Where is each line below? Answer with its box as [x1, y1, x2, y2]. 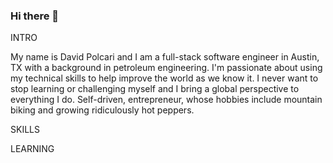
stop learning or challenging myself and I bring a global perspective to [10, 83, 300, 95]
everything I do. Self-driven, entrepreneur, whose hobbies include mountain [10, 94, 323, 106]
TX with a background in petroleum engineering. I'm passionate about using [10, 62, 323, 74]
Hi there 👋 [10, 9, 60, 23]
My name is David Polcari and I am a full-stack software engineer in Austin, [10, 51, 320, 63]
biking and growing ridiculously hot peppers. [10, 104, 195, 116]
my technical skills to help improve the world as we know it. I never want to [10, 72, 319, 84]
